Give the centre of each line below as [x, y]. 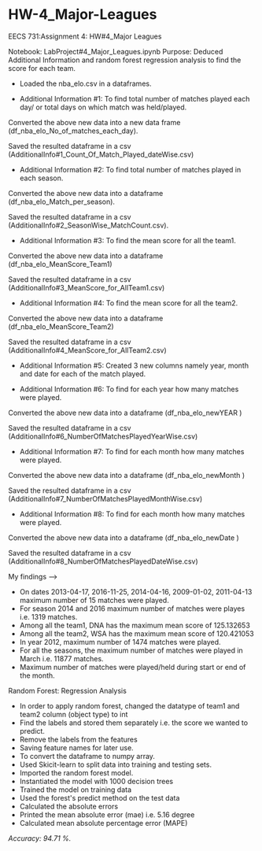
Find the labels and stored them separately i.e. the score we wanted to [134, 723]
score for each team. [42, 68]
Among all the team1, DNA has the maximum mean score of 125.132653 [135, 625]
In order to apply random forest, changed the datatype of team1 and [129, 705]
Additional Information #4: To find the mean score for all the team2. [129, 303]
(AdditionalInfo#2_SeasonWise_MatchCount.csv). [89, 225]
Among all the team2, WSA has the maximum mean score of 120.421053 [137, 633]
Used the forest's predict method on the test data [100, 797]
